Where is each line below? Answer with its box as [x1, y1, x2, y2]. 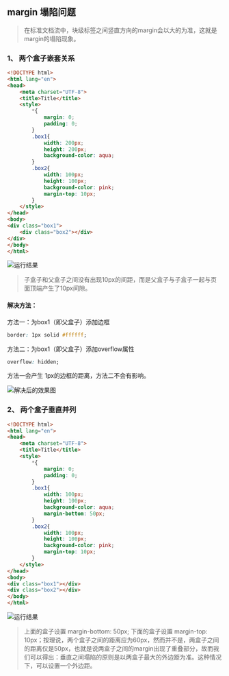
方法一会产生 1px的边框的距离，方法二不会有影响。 [7, 372, 150, 380]
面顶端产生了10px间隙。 [23, 284, 92, 293]
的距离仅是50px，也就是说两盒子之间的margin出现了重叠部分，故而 [23, 644, 214, 653]
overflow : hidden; [7, 359, 59, 365]
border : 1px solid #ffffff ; [7, 331, 87, 338]
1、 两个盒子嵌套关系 [7, 53, 75, 63]
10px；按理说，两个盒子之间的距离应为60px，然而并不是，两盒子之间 [23, 636, 219, 644]
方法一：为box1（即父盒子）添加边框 [7, 317, 110, 326]
